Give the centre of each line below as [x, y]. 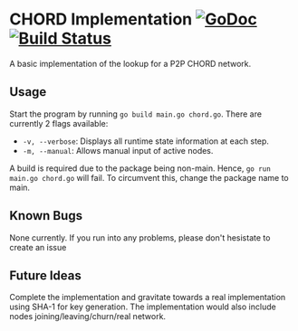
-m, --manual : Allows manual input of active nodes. [118, 150]
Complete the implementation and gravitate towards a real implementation [148, 298]
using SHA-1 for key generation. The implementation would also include [143, 307]
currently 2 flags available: [59, 123]
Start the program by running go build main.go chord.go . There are [136, 114]
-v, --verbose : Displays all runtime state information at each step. [146, 141]
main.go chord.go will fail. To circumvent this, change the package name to [149, 177]
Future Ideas [45, 275]
